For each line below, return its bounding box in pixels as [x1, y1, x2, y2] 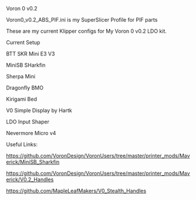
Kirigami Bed [6, 96, 37, 102]
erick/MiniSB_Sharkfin [6, 158, 60, 165]
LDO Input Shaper [6, 118, 50, 125]
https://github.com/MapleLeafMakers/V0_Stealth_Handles [6, 187, 147, 194]
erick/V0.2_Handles [6, 176, 54, 183]
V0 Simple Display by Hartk [6, 107, 72, 113]
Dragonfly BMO [6, 84, 44, 91]
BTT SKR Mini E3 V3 [6, 50, 55, 57]
